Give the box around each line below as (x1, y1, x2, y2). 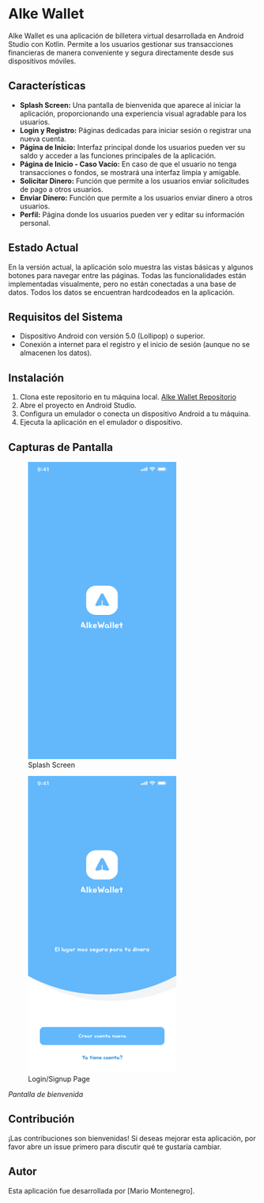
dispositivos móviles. (8, 56, 77, 66)
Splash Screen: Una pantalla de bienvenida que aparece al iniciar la (19, 100, 241, 109)
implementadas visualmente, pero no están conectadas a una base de (8, 279, 237, 288)
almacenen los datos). (19, 348, 92, 357)
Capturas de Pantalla (8, 441, 113, 454)
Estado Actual (8, 241, 79, 254)
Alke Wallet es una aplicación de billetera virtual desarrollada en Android (8, 31, 244, 40)
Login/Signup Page (28, 1075, 91, 1083)
